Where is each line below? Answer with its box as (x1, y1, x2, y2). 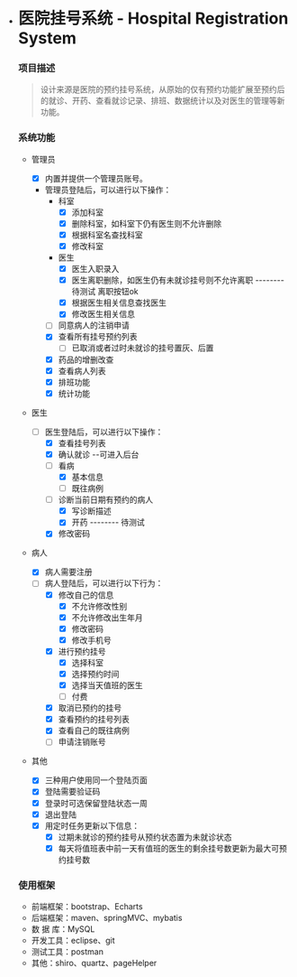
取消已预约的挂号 (58, 703, 122, 713)
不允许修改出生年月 (71, 611, 143, 623)
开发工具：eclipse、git (31, 935, 115, 946)
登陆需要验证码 (44, 786, 101, 797)
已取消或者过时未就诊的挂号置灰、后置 (71, 342, 214, 353)
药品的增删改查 (58, 354, 114, 365)
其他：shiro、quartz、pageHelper (31, 958, 157, 969)
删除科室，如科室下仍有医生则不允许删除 (71, 218, 222, 228)
